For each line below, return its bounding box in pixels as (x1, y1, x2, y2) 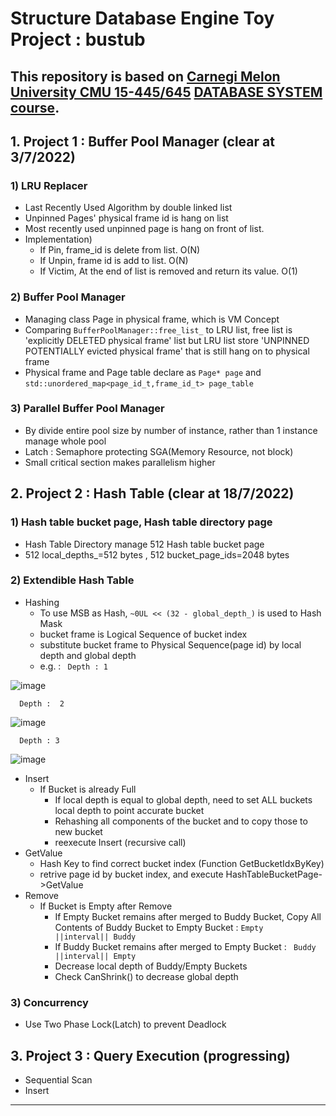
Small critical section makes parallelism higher (24, 456, 216, 468)
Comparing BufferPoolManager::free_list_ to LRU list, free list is (24, 323, 293, 336)
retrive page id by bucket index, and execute (39, 868, 224, 880)
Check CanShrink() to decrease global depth (54, 970, 239, 982)
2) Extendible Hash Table (10, 573, 135, 587)
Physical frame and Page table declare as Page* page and (24, 366, 262, 378)
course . (10, 99, 60, 116)
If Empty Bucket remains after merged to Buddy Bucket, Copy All (54, 910, 322, 922)
